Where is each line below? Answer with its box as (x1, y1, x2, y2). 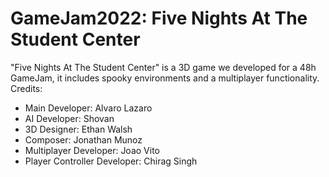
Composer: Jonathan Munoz (24, 133, 143, 146)
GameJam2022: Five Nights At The (10, 7, 308, 30)
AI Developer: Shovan (24, 112, 115, 124)
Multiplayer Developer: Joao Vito (24, 144, 160, 156)
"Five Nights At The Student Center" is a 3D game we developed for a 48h (10, 61, 317, 73)
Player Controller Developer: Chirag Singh (24, 155, 198, 167)
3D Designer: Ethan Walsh (24, 123, 133, 135)
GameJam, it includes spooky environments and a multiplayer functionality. (10, 72, 320, 84)
